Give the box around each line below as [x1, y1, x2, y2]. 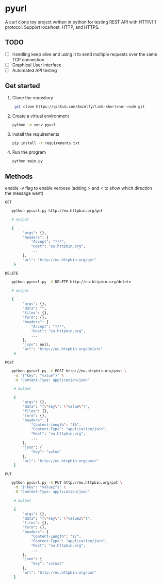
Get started [5, 82, 40, 90]
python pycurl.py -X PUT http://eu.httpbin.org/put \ [11, 480, 123, 485]
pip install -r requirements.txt [12, 141, 80, 146]
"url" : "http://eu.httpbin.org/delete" [22, 347, 103, 352]
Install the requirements [12, 131, 60, 137]
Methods [5, 172, 33, 181]
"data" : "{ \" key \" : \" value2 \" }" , [22, 516, 92, 521]
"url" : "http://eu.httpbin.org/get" [22, 257, 97, 262]
